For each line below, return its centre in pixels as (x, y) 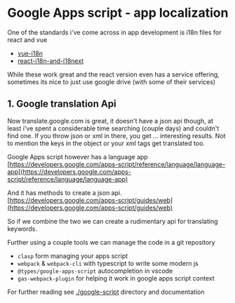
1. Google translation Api (62, 104)
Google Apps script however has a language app (78, 156)
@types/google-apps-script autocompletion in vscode (95, 271)
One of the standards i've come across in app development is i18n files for (115, 32)
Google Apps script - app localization (118, 13)
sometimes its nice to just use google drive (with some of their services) (112, 81)
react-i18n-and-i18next (51, 60)
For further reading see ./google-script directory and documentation (106, 292)
